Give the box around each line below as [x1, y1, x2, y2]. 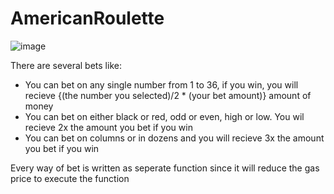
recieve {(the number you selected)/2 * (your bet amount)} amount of [24, 89, 312, 101]
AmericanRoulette [10, 7, 165, 30]
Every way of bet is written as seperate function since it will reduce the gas [10, 162, 320, 174]
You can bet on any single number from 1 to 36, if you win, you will [24, 78, 299, 91]
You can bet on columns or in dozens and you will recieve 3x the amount [24, 132, 325, 144]
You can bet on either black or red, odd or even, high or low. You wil [24, 110, 305, 122]
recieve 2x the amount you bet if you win [24, 121, 193, 133]
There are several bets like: [10, 59, 122, 71]
